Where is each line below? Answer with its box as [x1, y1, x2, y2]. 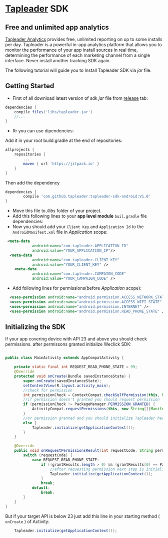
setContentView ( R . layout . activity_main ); [23, 383, 111, 388]
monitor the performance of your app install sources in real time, [5, 47, 138, 53]
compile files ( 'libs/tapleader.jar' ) [14, 109, 93, 114]
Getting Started [5, 82, 54, 90]
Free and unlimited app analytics [5, 23, 109, 32]
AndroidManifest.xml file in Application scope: [12, 229, 107, 235]
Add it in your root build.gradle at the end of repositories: [5, 137, 122, 143]
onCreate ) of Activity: [5, 518, 50, 524]
